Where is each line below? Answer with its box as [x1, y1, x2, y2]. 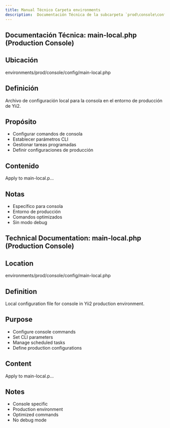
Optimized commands [12, 412, 59, 418]
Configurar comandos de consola [12, 131, 82, 137]
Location [5, 259, 34, 268]
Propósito [5, 117, 37, 126]
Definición [5, 84, 39, 93]
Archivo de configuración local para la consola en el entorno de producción [5, 97, 163, 104]
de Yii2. [5, 103, 21, 109]
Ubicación [5, 56, 38, 65]
